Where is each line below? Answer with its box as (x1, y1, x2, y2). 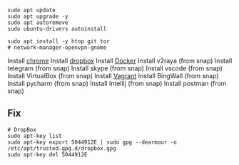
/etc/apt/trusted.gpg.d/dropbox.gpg (7, 144, 116, 152)
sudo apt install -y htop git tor (7, 38, 111, 45)
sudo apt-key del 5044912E (7, 151, 88, 158)
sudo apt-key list (7, 132, 62, 139)
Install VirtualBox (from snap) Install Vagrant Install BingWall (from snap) (7, 72, 219, 80)
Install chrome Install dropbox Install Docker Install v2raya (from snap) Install (7, 57, 233, 65)
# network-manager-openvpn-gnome (7, 44, 107, 51)
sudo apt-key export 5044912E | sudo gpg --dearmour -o (7, 139, 177, 146)
